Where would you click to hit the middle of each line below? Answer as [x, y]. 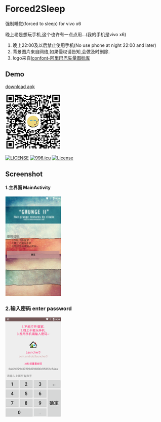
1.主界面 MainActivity [28, 188]
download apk [20, 87]
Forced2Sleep [35, 9]
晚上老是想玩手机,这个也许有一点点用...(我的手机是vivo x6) [66, 34]
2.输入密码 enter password [38, 308]
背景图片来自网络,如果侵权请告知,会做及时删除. [61, 51]
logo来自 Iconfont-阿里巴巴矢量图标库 [51, 58]
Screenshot [24, 174]
